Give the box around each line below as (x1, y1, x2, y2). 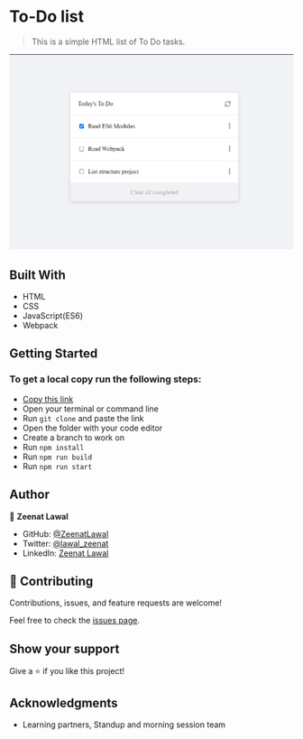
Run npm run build (22, 451, 93, 462)
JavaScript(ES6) (22, 310, 84, 321)
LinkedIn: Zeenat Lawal (22, 548, 109, 559)
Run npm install (22, 441, 85, 452)
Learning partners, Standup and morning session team (22, 719, 226, 730)
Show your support (9, 641, 120, 656)
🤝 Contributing (9, 573, 94, 588)
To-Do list (9, 6, 84, 27)
